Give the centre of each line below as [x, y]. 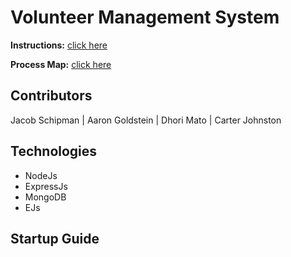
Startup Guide [55, 238]
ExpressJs [46, 186]
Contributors [51, 96]
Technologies [54, 151]
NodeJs [41, 175]
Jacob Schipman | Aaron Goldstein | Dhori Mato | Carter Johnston [146, 120]
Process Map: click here [61, 64]
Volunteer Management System [145, 17]
